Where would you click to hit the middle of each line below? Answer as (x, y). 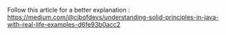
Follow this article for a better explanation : (69, 10)
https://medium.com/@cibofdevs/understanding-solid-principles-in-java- (113, 17)
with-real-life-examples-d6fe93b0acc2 (64, 24)
